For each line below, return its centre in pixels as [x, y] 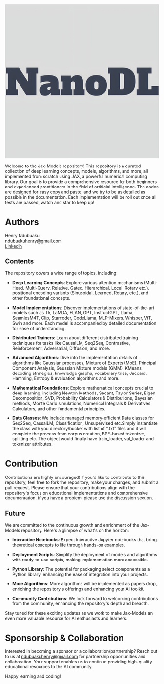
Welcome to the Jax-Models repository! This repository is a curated [73, 166]
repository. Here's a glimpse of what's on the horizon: [75, 530]
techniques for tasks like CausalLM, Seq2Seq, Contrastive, [71, 343]
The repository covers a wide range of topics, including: [61, 273]
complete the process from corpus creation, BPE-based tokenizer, [79, 434]
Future [15, 513]
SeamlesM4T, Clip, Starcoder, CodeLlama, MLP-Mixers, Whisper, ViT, [82, 318]
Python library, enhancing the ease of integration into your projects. [80, 574]
